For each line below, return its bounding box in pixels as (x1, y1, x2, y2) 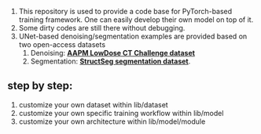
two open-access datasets (18, 40, 106, 49)
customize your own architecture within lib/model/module (18, 117, 206, 126)
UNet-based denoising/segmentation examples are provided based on (18, 31, 248, 41)
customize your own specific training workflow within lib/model (18, 108, 224, 118)
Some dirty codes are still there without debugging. (18, 24, 186, 32)
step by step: (7, 79, 73, 92)
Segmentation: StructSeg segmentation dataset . (30, 56, 191, 66)
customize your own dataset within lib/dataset (18, 100, 168, 109)
